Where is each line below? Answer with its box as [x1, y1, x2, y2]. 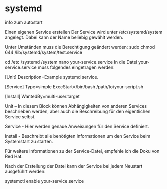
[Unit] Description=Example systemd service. [5, 74, 99, 80]
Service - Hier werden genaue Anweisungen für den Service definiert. [5, 123, 149, 129]
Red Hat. [5, 153, 23, 159]
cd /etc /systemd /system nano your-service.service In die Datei [5, 59, 137, 65]
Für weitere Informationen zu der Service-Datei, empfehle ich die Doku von [5, 148, 160, 154]
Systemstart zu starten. [5, 138, 53, 144]
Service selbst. [5, 113, 36, 120]
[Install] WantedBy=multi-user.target [5, 93, 80, 99]
